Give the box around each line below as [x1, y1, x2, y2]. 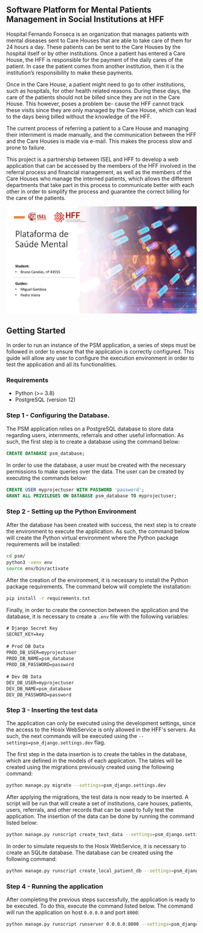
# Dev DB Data [6, 674, 42, 680]
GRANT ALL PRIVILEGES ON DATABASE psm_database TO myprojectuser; [6, 493, 177, 499]
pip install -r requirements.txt [6, 596, 91, 602]
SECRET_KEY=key [6, 631, 45, 638]
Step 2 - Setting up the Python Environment [6, 507, 137, 516]
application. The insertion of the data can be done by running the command [6, 813, 195, 820]
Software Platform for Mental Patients [6, 5, 152, 15]
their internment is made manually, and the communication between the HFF [6, 131, 197, 138]
